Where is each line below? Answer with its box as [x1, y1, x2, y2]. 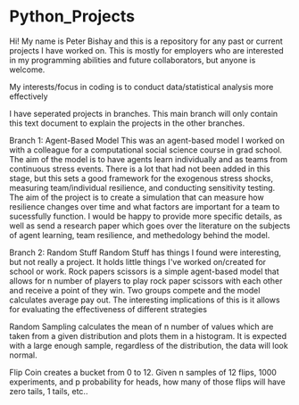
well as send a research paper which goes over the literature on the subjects [9, 220, 291, 231]
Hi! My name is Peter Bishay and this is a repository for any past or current [9, 36, 283, 46]
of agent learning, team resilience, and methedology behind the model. [9, 229, 270, 240]
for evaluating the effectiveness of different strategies [9, 303, 208, 314]
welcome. [9, 64, 46, 75]
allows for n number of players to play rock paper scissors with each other [9, 275, 283, 286]
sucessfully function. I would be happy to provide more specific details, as [9, 211, 283, 221]
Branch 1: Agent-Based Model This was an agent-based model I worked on [9, 135, 286, 145]
